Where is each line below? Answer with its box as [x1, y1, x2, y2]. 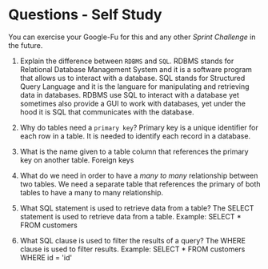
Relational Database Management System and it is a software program [19, 64, 252, 74]
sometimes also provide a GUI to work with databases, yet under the [19, 98, 246, 108]
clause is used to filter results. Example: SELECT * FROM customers [19, 244, 246, 254]
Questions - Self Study [8, 6, 162, 24]
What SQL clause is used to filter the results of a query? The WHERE [19, 235, 246, 245]
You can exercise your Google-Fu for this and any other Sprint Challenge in [8, 32, 256, 42]
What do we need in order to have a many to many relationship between [19, 171, 258, 180]
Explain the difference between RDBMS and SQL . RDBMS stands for [19, 56, 234, 66]
